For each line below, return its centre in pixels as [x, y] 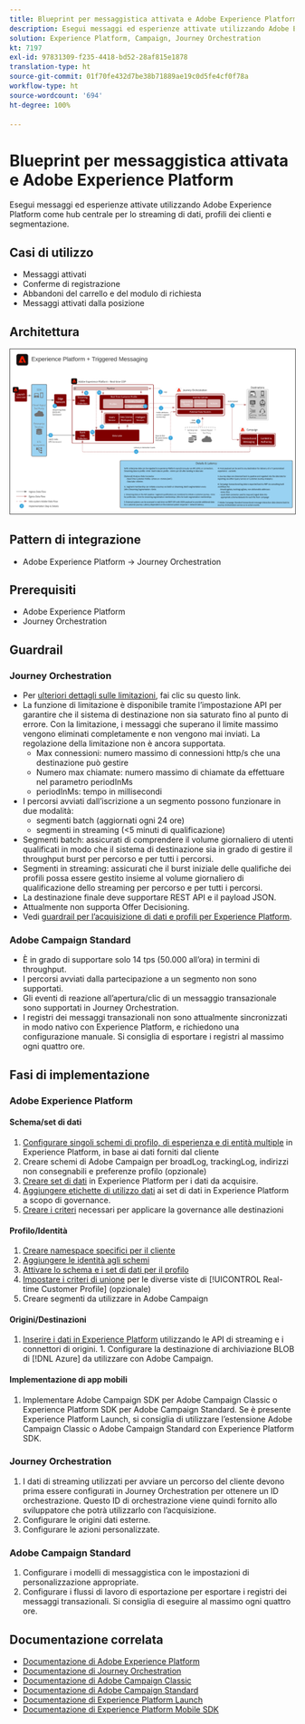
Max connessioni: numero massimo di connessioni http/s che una [158, 753]
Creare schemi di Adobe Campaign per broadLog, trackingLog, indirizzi [156, 1161]
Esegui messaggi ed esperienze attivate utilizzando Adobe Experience [141, 205]
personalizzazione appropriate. [81, 1582]
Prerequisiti [43, 590]
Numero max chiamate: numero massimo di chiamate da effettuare [160, 772]
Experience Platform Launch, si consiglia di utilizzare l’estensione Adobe [157, 1419]
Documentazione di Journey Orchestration [102, 1671]
